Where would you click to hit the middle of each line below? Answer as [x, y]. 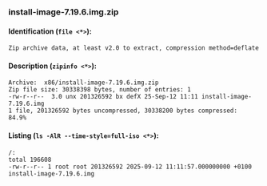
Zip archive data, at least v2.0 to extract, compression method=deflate [134, 48]
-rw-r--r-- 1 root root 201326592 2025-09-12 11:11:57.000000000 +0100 [130, 167]
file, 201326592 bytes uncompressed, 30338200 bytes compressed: [127, 111]
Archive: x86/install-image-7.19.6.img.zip [84, 83]
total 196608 [30, 160]
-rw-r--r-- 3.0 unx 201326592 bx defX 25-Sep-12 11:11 [103, 97]
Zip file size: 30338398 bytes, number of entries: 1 [100, 90]
